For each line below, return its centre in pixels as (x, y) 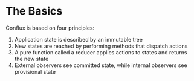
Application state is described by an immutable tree (79, 39)
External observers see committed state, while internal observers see (101, 65)
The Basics (34, 11)
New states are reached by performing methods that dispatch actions (101, 46)
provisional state (35, 71)
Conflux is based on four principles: (50, 28)
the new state (31, 59)
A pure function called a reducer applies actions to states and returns (101, 52)
